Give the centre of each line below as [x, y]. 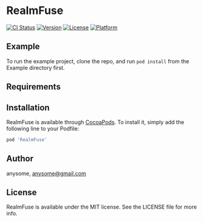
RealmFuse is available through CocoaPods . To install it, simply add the [95, 122]
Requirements [33, 87]
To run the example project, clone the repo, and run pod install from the [98, 61]
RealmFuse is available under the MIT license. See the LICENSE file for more [102, 207]
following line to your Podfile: [43, 128]
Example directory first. [36, 68]
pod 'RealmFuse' [27, 140]
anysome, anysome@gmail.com [46, 173]
